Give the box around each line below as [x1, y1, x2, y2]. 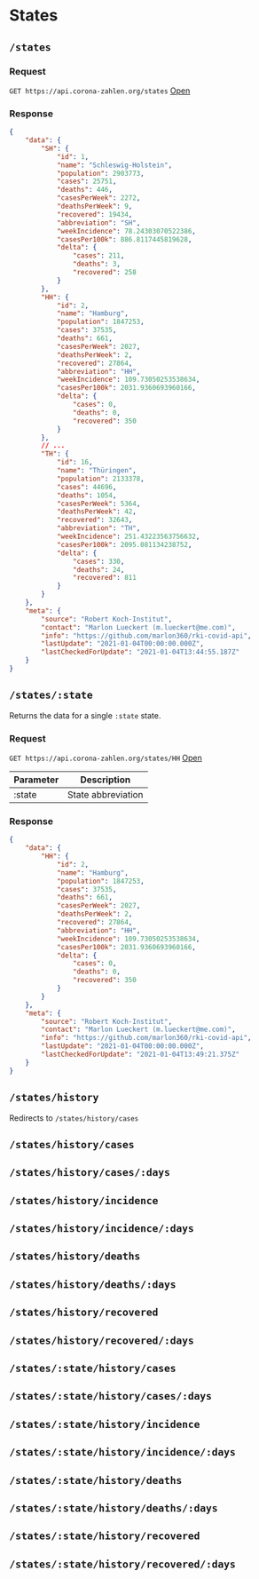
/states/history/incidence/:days [9, 1222, 195, 1235]
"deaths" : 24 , [72, 565, 125, 574]
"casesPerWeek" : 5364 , [56, 499, 141, 508]
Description [80, 774, 131, 786]
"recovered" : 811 [72, 574, 137, 583]
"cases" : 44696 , [56, 482, 117, 491]
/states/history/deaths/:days [9, 1278, 177, 1290]
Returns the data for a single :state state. [9, 710, 161, 720]
